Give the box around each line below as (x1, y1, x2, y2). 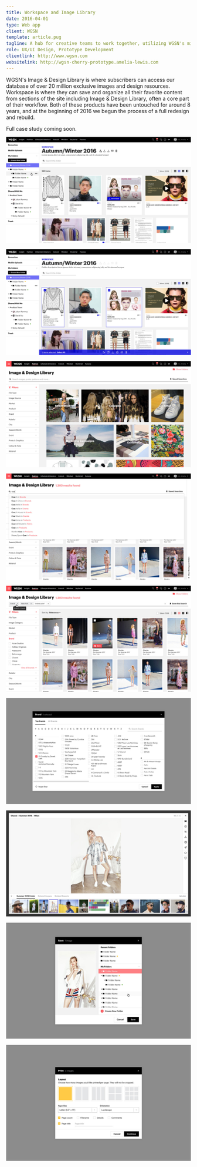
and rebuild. (6, 114, 35, 121)
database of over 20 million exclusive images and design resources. (6, 82, 171, 90)
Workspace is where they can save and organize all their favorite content (6, 88, 183, 95)
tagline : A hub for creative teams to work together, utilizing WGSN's (6, 41, 185, 47)
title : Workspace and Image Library (6, 9, 96, 15)
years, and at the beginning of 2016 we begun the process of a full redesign (6, 107, 189, 114)
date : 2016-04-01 (6, 15, 49, 22)
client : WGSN (6, 28, 38, 34)
